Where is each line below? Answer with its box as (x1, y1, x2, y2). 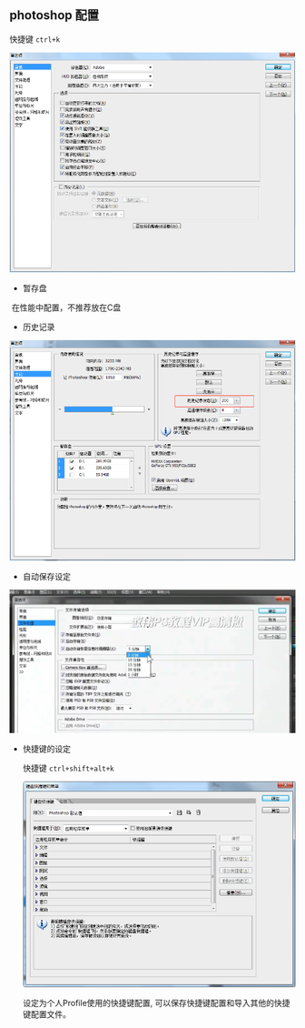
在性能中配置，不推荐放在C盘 (11, 302, 122, 313)
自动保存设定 (22, 571, 71, 581)
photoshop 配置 (9, 7, 100, 24)
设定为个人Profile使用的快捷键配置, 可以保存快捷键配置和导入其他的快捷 (22, 998, 290, 1009)
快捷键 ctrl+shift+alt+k (22, 762, 115, 774)
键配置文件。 (22, 1009, 71, 1020)
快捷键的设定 (22, 743, 71, 754)
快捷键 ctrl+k (9, 34, 61, 45)
